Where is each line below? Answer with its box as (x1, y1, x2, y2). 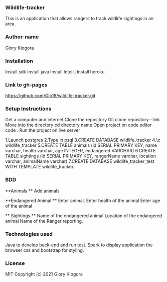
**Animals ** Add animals (5, 187, 60, 194)
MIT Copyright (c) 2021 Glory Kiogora (5, 271, 83, 277)
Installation (5, 57, 34, 64)
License (5, 260, 25, 266)
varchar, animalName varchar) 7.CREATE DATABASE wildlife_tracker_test (5, 158, 154, 164)
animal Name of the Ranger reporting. (5, 218, 83, 224)
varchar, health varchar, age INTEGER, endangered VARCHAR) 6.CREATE (5, 148, 156, 154)
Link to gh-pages (5, 81, 48, 88)
